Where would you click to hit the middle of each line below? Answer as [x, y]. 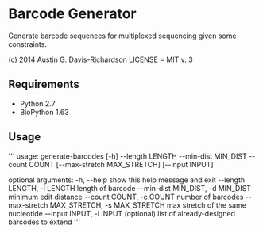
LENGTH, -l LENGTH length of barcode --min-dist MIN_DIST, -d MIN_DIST [130, 188]
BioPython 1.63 [44, 112]
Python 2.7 [37, 103]
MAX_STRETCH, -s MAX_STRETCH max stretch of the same [148, 205]
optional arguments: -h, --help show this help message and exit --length [127, 180]
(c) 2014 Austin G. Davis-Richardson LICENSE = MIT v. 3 [101, 59]
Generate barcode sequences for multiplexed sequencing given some [122, 36]
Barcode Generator [72, 14]
